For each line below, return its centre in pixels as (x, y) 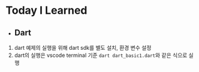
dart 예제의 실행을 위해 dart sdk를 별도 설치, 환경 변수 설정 (83, 48)
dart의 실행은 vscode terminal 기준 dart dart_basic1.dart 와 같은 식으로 (101, 55)
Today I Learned (46, 10)
